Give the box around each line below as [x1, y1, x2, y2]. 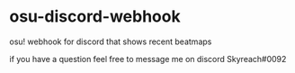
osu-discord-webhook [9, 6, 182, 27]
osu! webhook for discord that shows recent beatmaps [9, 36, 212, 47]
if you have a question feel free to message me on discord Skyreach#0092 [9, 53, 287, 64]
